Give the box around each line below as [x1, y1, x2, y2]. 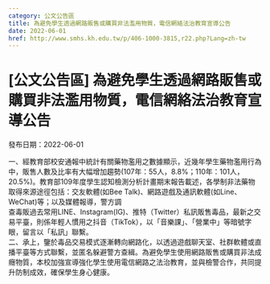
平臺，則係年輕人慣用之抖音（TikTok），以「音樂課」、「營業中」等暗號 [14, 217, 245, 227]
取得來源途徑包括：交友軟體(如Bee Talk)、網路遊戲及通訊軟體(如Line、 [8, 187, 242, 197]
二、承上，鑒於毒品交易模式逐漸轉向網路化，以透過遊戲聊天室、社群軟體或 [8, 237, 255, 247]
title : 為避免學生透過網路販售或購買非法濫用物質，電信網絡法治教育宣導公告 [8, 19, 231, 27]
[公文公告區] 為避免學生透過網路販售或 [8, 72, 262, 89]
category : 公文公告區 [8, 11, 75, 20]
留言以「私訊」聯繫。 [22, 227, 93, 237]
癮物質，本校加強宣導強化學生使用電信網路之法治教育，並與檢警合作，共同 [8, 257, 255, 267]
